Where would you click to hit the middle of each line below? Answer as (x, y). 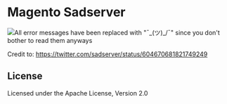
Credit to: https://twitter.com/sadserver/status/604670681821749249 (108, 54)
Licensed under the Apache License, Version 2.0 (78, 93)
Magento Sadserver (66, 12)
